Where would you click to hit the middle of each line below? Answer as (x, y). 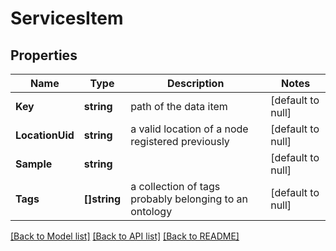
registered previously (180, 141)
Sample (34, 164)
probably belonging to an (189, 199)
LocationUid (45, 135)
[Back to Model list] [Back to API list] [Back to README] (125, 236)
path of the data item (179, 106)
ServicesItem (67, 18)
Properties (44, 55)
